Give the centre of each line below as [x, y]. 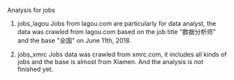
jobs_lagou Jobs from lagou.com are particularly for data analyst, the [117, 23]
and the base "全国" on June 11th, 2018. [74, 40]
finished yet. [35, 69]
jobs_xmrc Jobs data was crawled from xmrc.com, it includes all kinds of [122, 54]
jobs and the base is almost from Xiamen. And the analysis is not [110, 62]
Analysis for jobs [31, 10]
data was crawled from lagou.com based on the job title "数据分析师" [117, 32]
